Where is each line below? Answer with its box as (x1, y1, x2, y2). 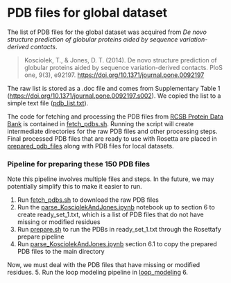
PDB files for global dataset (7, 5, 168, 21)
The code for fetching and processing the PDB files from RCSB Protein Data (7, 112, 224, 121)
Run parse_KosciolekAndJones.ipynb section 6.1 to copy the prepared (17, 240, 217, 248)
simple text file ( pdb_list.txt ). (7, 98, 89, 107)
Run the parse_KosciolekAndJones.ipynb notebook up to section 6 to (17, 203, 215, 212)
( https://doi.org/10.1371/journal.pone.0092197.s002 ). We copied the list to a (7, 92, 221, 100)
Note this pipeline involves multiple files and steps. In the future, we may (7, 175, 214, 183)
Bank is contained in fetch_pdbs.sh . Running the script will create (7, 119, 194, 128)
